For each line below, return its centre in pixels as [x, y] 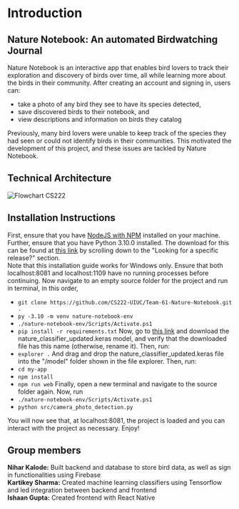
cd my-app [32, 369]
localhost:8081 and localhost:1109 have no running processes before [108, 273]
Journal [25, 50]
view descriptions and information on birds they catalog [100, 119]
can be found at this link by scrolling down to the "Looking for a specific [113, 250]
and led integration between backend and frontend [82, 490]
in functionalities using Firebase [54, 475]
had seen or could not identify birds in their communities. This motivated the [119, 141]
